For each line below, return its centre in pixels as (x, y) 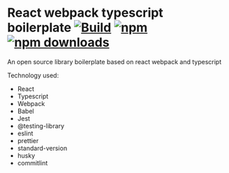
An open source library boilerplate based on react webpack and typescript (114, 61)
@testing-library (41, 126)
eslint (25, 133)
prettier (28, 140)
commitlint (32, 163)
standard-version (42, 148)
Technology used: (33, 75)
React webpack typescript (86, 13)
